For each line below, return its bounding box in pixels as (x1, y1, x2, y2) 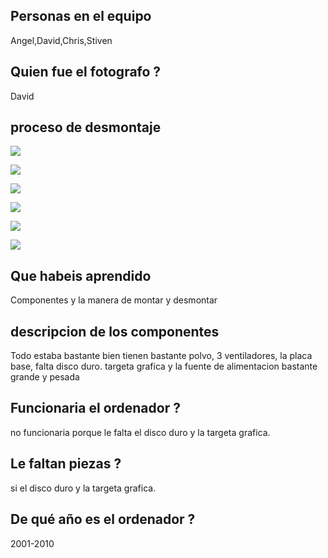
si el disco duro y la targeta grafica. (10, 482, 157, 494)
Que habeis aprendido (10, 267, 152, 284)
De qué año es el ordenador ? (10, 511, 196, 528)
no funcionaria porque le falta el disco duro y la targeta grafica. (10, 426, 271, 438)
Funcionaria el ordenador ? (10, 400, 181, 417)
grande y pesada (10, 371, 80, 383)
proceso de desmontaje (10, 119, 162, 136)
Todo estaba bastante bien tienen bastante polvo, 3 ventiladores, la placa (10, 350, 313, 362)
